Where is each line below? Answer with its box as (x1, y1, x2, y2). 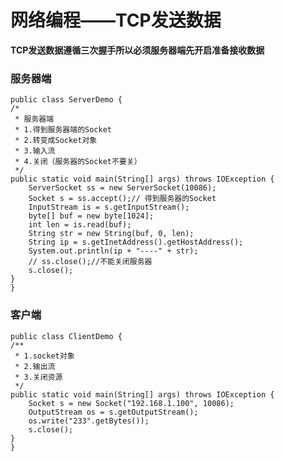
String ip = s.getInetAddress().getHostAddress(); (28, 237, 244, 248)
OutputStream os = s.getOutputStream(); (28, 407, 199, 417)
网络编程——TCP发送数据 (10, 9, 222, 32)
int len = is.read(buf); (28, 220, 132, 230)
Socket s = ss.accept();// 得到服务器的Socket (28, 194, 217, 204)
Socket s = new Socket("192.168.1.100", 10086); (28, 398, 235, 408)
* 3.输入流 (14, 146, 56, 156)
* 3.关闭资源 (14, 372, 63, 382)
